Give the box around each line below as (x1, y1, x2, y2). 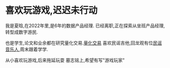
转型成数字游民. (5, 29, 38, 35)
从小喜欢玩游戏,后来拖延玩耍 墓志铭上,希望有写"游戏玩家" (5, 57, 125, 63)
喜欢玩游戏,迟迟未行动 (5, 5, 98, 16)
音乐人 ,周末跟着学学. (5, 46, 48, 52)
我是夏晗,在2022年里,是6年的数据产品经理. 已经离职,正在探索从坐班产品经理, (5, 22, 165, 29)
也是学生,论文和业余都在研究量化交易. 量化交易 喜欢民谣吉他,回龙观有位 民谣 (5, 39, 162, 46)
